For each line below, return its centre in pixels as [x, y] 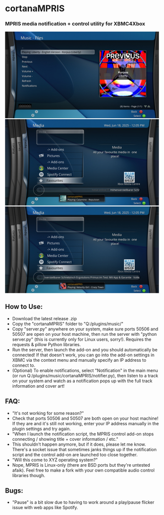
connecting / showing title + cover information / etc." [65, 439]
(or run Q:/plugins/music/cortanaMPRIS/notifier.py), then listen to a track [85, 375]
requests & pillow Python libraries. [46, 344]
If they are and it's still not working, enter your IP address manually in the [85, 423]
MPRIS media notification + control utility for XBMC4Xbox [75, 24]
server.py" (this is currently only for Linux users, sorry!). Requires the [82, 339]
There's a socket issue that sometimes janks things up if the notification [84, 449]
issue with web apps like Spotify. [45, 508]
